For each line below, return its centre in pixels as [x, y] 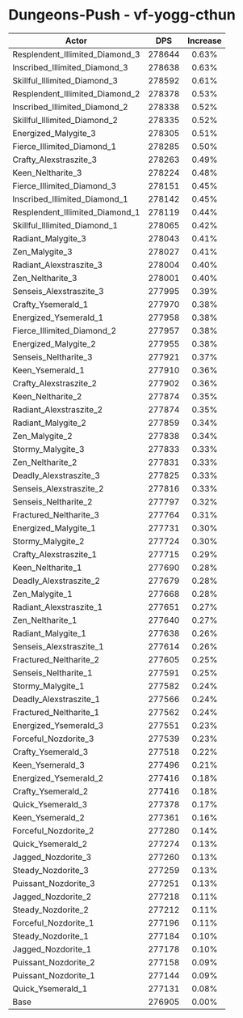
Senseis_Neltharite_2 [52, 501]
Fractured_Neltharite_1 [56, 712]
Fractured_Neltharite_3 [56, 514]
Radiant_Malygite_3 [50, 238]
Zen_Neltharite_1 [45, 620]
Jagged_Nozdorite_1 [52, 949]
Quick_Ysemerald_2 [50, 844]
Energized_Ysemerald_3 [58, 725]
